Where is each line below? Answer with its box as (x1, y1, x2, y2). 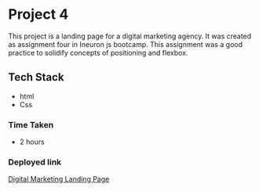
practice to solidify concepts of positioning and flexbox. (8, 48, 188, 57)
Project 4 (8, 5, 69, 23)
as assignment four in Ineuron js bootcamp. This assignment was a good (8, 39, 243, 49)
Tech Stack (8, 70, 64, 84)
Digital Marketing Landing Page (8, 175, 110, 184)
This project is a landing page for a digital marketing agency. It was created (8, 31, 252, 41)
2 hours (19, 137, 45, 146)
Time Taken (8, 119, 54, 130)
